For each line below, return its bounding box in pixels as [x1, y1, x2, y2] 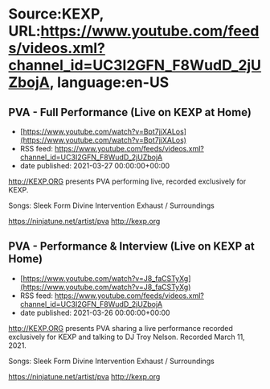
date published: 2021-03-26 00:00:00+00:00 [19, 308, 170, 317]
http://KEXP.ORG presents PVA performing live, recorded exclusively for [8, 176, 247, 186]
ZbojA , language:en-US [8, 73, 170, 92]
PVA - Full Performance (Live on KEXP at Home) [8, 106, 252, 119]
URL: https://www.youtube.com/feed [8, 22, 260, 40]
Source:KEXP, [8, 5, 104, 23]
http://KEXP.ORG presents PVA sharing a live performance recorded [8, 323, 233, 333]
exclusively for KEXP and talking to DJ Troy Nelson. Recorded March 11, [8, 332, 245, 341]
